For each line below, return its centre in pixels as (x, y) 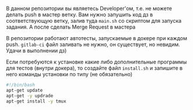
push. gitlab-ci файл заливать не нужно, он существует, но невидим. (93, 44)
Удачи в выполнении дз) (36, 51)
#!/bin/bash (20, 85)
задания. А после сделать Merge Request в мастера (71, 27)
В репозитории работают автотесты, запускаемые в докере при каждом (97, 38)
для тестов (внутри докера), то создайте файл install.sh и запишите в (94, 68)
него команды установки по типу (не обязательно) (69, 74)
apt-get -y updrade (30, 95)
